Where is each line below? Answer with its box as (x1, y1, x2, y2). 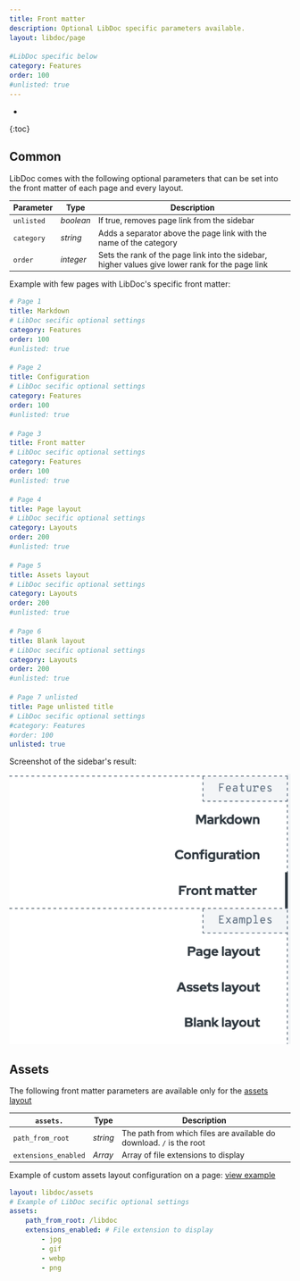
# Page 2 (9, 363, 42, 373)
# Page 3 (9, 429, 42, 438)
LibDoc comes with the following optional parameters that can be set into (9, 172, 279, 183)
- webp (41, 1253, 66, 1263)
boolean (60, 215, 91, 226)
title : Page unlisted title (9, 702, 114, 711)
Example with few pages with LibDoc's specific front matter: (9, 279, 230, 289)
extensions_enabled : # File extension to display (25, 1226, 214, 1235)
